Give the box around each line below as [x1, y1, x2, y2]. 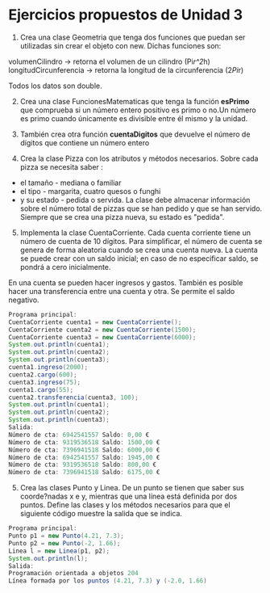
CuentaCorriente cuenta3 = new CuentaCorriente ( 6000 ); [8, 333, 197, 341]
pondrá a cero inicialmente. [19, 262, 111, 271]
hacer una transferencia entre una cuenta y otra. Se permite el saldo [8, 286, 235, 296]
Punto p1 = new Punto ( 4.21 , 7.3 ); [8, 532, 125, 540]
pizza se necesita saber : [19, 162, 103, 171]
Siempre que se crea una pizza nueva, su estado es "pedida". [19, 212, 225, 221]
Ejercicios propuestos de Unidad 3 [8, 6, 243, 24]
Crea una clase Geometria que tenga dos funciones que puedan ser [19, 32, 246, 42]
